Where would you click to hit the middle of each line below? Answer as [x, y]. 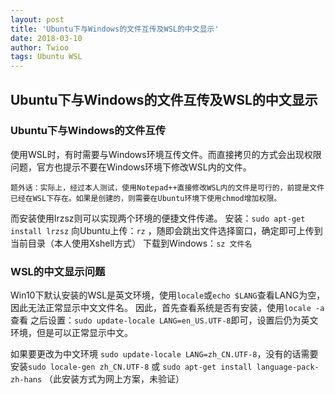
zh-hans [26, 380]
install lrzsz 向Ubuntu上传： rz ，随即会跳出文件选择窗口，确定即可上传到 [166, 230]
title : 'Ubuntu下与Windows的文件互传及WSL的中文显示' [115, 29]
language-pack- [288, 367]
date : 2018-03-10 [46, 38]
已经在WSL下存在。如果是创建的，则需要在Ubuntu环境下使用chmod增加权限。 [146, 198]
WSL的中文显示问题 [58, 271]
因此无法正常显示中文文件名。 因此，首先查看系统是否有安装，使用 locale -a [167, 308]
